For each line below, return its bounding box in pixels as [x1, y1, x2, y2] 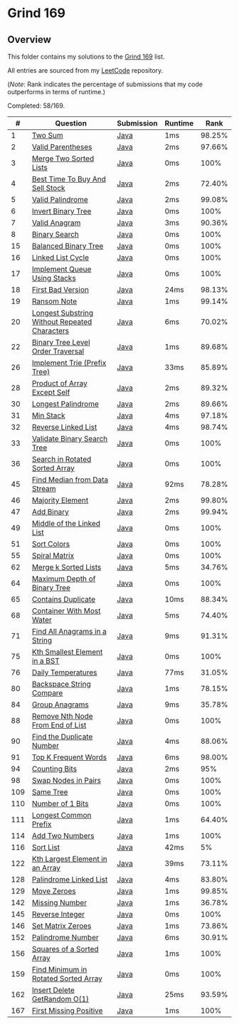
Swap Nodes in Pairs [31, 776, 102, 785]
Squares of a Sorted [31, 944, 99, 954]
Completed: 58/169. [7, 101, 65, 110]
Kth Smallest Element [31, 647, 103, 657]
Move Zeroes [31, 887, 76, 896]
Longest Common [31, 810, 92, 820]
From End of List [31, 720, 87, 729]
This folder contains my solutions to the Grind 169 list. [7, 52, 165, 61]
